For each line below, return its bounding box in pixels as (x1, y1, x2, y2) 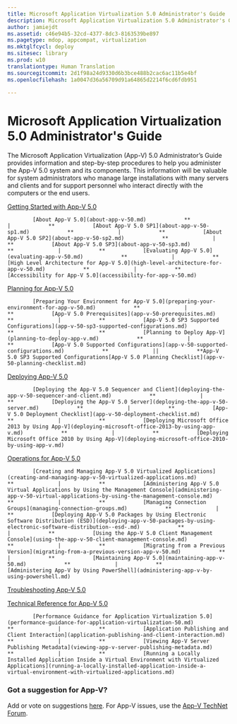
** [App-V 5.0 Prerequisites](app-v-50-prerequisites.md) (7, 311, 217, 318)
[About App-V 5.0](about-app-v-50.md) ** (32, 217, 191, 224)
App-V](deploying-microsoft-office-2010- (104, 436, 229, 443)
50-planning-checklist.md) (7, 360, 87, 367)
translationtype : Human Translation (7, 63, 115, 70)
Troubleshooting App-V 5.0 (7, 585, 86, 594)
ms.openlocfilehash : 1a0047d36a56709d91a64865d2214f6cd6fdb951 (7, 76, 197, 84)
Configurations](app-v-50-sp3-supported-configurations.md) (7, 323, 188, 330)
